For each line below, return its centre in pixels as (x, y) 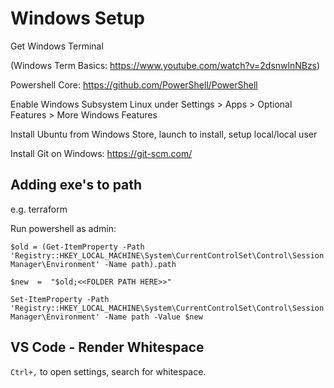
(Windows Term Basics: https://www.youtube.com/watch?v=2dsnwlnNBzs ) (165, 65)
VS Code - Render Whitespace (107, 347)
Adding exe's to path (76, 185)
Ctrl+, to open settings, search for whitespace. (108, 371)
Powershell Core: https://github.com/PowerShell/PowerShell (134, 84)
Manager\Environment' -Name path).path (93, 264)
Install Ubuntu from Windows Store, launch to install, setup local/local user (164, 134)
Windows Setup (77, 18)
